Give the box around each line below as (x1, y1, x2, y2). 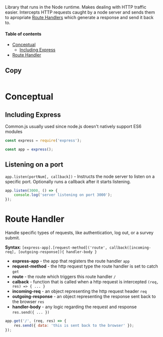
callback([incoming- (109, 245, 151, 251)
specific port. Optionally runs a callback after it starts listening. (5, 178, 131, 185)
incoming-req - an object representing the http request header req (12, 288, 147, 295)
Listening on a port (5, 161, 63, 169)
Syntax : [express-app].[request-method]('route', (5, 244, 107, 251)
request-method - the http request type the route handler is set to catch (12, 263, 159, 269)
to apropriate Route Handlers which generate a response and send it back (5, 15, 154, 20)
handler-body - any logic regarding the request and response (12, 304, 137, 310)
